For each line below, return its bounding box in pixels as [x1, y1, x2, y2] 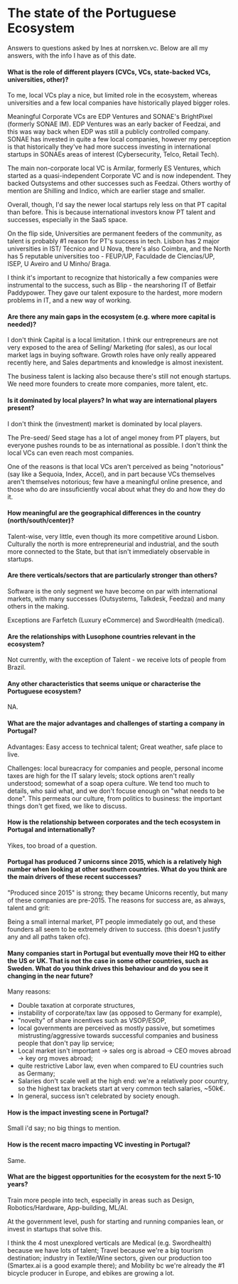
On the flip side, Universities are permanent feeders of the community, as [7, 229, 222, 238]
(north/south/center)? [7, 516, 75, 525]
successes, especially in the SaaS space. [7, 216, 128, 224]
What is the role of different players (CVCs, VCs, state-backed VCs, [7, 68, 211, 76]
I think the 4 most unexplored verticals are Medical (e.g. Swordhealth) [7, 1238, 212, 1247]
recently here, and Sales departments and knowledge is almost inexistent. [7, 358, 224, 367]
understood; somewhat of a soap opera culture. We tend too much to [7, 779, 210, 787]
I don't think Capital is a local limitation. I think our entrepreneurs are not [7, 336, 219, 344]
